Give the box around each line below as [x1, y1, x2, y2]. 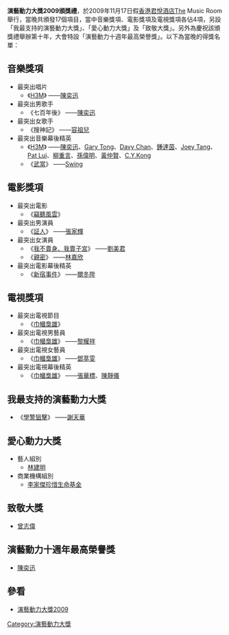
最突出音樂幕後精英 [16, 134, 72, 142]
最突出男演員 [16, 218, 53, 227]
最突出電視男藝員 [16, 329, 66, 337]
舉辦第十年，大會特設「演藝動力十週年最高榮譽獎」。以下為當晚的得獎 [19, 32, 215, 41]
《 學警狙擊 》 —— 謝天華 [16, 413, 86, 422]
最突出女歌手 [16, 117, 53, 125]
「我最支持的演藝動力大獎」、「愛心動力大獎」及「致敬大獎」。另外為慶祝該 [7, 24, 215, 32]
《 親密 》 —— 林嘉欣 [27, 253, 84, 261]
